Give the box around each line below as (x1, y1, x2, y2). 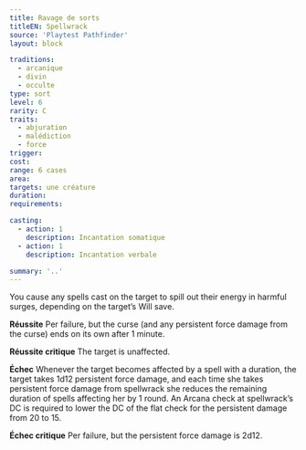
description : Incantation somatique (26, 233, 166, 242)
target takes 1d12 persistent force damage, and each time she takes (9, 373, 264, 384)
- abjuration (17, 123, 68, 132)
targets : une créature (9, 183, 96, 192)
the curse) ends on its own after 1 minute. (9, 329, 165, 340)
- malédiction (17, 131, 71, 141)
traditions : (9, 56, 55, 65)
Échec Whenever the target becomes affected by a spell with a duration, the (9, 364, 297, 375)
